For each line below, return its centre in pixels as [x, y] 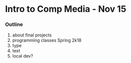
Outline [14, 25]
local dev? [23, 56]
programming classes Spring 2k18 [47, 40]
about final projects [32, 35]
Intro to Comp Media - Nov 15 [66, 9]
